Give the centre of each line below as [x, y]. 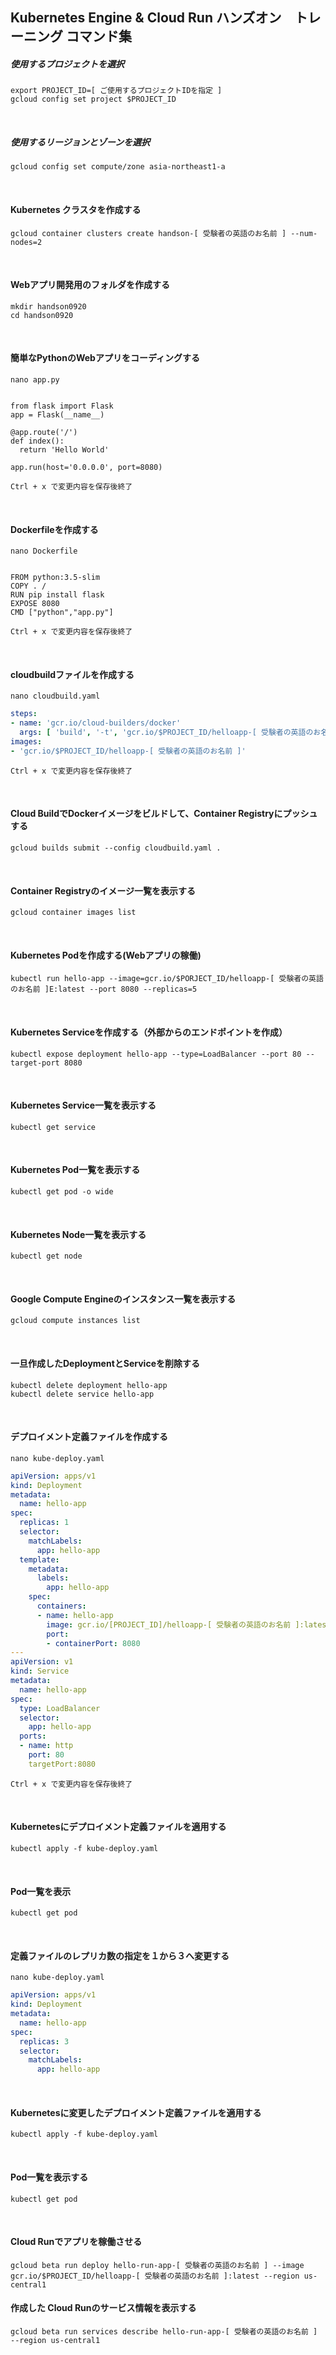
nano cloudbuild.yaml [55, 696]
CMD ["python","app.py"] [62, 613]
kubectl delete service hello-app [82, 1394]
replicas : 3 [44, 2041]
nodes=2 [26, 242]
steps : [24, 714]
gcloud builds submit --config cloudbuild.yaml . [116, 848]
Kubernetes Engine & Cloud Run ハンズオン [146, 18]
